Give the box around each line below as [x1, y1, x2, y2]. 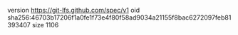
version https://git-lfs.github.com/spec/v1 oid [7, 6, 140, 14]
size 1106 [31, 21, 59, 29]
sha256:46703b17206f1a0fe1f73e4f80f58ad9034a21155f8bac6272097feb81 [7, 13, 232, 22]
